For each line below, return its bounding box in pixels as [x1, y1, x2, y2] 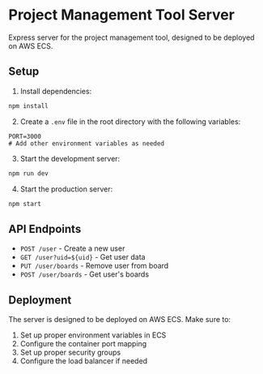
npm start [8, 200, 42, 208]
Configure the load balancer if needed [19, 356, 148, 366]
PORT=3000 [8, 132, 42, 140]
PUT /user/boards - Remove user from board [19, 261, 169, 271]
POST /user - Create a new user [19, 243, 125, 253]
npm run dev [8, 169, 49, 178]
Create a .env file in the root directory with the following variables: [19, 116, 241, 127]
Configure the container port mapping [19, 339, 147, 348]
